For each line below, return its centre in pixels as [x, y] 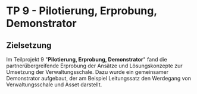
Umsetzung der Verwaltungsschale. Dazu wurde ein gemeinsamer [87, 72]
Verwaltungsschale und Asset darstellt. [54, 85]
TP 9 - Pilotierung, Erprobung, [82, 11]
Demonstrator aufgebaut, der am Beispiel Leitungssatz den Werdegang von [99, 78]
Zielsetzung [29, 45]
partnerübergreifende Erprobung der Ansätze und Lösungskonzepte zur [94, 66]
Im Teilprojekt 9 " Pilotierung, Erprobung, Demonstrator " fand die [87, 59]
